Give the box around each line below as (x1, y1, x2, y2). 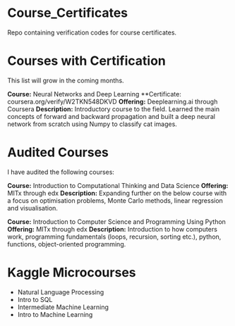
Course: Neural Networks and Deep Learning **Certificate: (7, 89, 181, 98)
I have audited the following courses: (7, 168, 115, 176)
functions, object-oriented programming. (7, 239, 126, 248)
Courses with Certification (7, 53, 166, 69)
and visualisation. (7, 203, 59, 212)
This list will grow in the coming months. (7, 76, 125, 84)
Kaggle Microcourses (7, 265, 136, 280)
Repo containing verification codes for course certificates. (7, 28, 177, 37)
